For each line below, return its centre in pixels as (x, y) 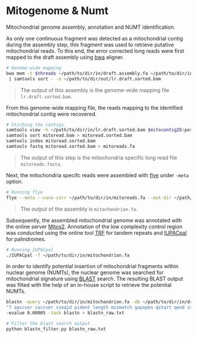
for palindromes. (26, 239)
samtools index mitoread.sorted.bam (51, 141)
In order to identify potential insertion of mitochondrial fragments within (92, 266)
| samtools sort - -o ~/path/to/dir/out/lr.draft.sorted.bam (85, 79)
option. (15, 181)
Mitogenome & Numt (57, 11)
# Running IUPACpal (30, 250)
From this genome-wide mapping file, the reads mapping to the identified (94, 107)
